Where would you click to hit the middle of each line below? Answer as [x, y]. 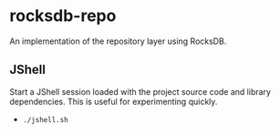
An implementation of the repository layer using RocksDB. [118, 41]
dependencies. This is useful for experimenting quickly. [114, 101]
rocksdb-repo [63, 16]
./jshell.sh [45, 119]
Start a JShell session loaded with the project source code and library [140, 91]
